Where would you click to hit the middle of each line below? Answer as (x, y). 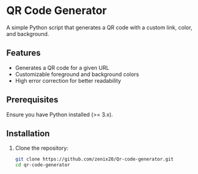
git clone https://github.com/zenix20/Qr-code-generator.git (94, 159)
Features (23, 53)
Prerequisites (32, 100)
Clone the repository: (42, 148)
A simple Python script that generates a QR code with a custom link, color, (99, 27)
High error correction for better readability (68, 80)
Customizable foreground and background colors (77, 74)
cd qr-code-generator (42, 165)
